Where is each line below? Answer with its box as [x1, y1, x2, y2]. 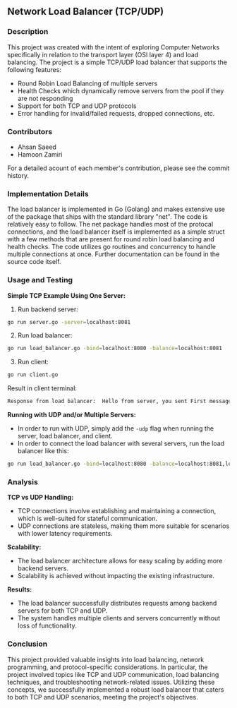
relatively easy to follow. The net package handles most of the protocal [7, 220, 214, 229]
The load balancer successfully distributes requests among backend [17, 599, 217, 608]
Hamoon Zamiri [17, 150, 63, 158]
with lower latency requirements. [17, 529, 113, 538]
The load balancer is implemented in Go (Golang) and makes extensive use [7, 205, 226, 214]
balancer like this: [17, 447, 69, 455]
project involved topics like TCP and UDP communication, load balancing [7, 670, 219, 678]
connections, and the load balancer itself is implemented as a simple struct [7, 227, 225, 236]
